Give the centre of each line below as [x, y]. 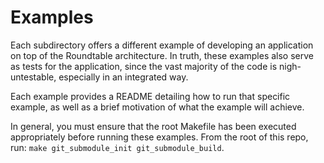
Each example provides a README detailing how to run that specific [150, 96]
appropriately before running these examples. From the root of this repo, [159, 137]
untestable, [33, 77]
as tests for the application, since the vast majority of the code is [144, 66]
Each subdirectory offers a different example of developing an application [162, 45]
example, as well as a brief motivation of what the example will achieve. [157, 107]
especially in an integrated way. [123, 77]
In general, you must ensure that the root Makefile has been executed [153, 126]
